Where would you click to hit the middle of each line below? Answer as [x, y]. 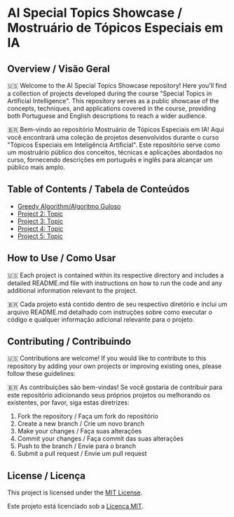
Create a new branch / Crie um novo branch [81, 424]
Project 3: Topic [40, 221]
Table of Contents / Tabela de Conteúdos [98, 189]
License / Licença [47, 476]
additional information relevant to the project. [73, 290]
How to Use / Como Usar [62, 258]
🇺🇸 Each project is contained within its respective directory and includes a [116, 275]
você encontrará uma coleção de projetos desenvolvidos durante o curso [113, 137]
